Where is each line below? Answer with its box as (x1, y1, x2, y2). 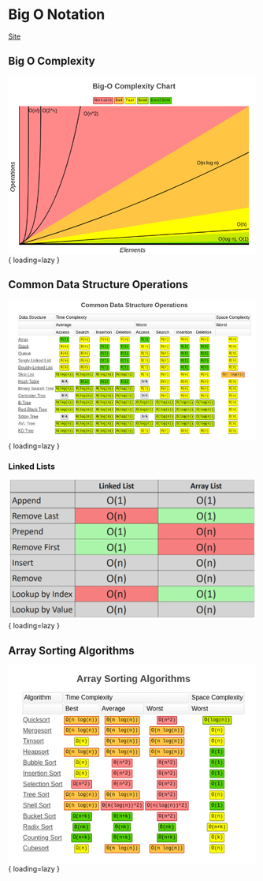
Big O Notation (8, 6, 106, 24)
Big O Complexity (8, 54, 96, 68)
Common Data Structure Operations (8, 278, 189, 291)
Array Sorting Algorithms (8, 643, 135, 657)
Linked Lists (8, 461, 55, 471)
